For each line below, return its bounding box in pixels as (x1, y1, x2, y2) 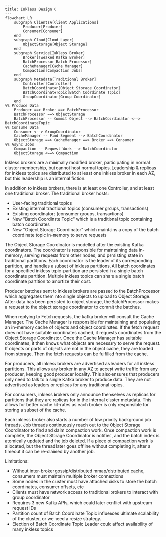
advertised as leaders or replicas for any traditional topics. (5, 382, 124, 388)
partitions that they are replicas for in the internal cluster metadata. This (5, 397, 152, 403)
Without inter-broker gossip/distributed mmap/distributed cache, (12, 468, 145, 474)
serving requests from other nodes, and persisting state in (24, 252, 143, 258)
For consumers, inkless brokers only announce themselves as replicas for (5, 392, 156, 397)
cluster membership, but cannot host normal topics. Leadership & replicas (5, 165, 156, 171)
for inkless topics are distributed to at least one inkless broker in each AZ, (5, 170, 156, 176)
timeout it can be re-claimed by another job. (5, 449, 95, 454)
